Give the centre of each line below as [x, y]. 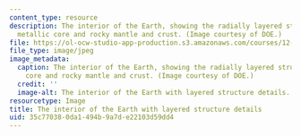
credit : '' [38, 84]
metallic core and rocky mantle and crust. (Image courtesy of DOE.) [150, 34]
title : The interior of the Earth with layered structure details [136, 109]
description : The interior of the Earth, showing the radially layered [146, 26]
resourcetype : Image [48, 101]
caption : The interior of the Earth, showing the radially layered [146, 68]
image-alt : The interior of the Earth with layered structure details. [154, 92]
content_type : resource [54, 17]
